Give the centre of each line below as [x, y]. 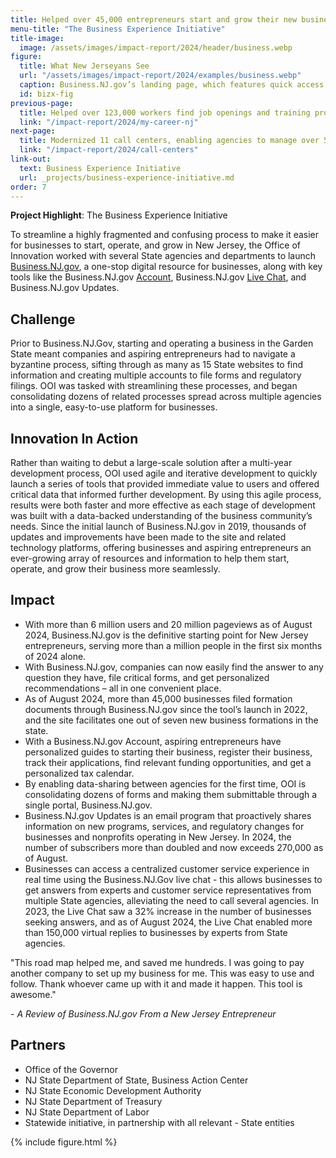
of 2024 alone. [55, 656]
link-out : [31, 159]
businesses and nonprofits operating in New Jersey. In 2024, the [158, 837]
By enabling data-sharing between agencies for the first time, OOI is [165, 783]
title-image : [37, 38]
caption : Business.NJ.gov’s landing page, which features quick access [172, 85]
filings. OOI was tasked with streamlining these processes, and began [154, 386]
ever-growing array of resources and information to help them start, [150, 558]
